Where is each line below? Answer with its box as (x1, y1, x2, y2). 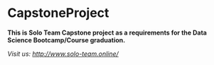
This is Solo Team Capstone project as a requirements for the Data (7, 28, 208, 37)
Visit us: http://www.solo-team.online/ (7, 49, 119, 58)
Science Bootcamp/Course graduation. (7, 35, 126, 44)
